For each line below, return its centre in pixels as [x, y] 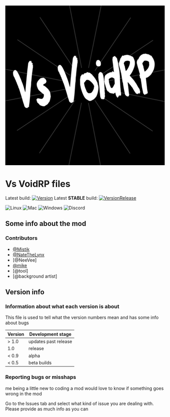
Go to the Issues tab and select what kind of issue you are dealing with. [80, 403]
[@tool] [20, 271]
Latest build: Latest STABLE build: [52, 198]
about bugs [17, 323]
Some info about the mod [46, 224]
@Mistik [21, 249]
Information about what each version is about [62, 306]
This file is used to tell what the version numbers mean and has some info [82, 318]
